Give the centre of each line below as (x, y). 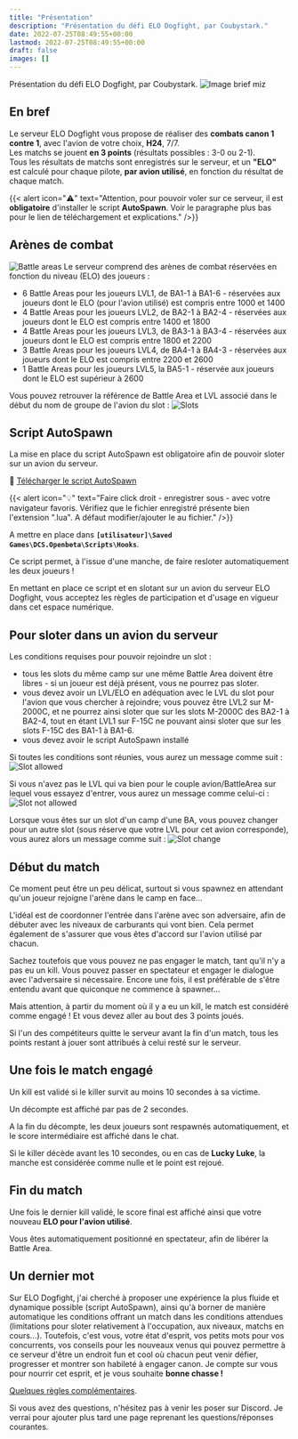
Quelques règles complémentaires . (73, 1390)
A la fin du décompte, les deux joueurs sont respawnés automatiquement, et (149, 1126)
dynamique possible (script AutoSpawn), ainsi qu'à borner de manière (137, 1307)
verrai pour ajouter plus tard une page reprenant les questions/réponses (141, 1417)
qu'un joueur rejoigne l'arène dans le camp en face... (106, 898)
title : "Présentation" (51, 17)
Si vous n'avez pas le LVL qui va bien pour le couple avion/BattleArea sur (143, 784)
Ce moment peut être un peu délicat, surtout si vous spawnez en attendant (146, 889)
